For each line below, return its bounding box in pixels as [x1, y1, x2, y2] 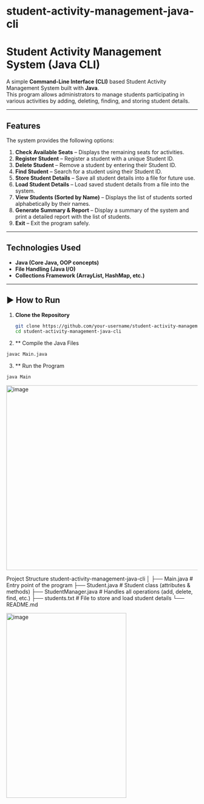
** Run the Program [15, 363, 65, 370]
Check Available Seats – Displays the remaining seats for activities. [15, 148, 185, 155]
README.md [6, 601, 38, 608]
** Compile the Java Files [15, 339, 79, 347]
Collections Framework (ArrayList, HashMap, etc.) [15, 271, 145, 279]
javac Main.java [6, 351, 47, 358]
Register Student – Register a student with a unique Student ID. [15, 155, 174, 162]
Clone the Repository [15, 311, 70, 318]
